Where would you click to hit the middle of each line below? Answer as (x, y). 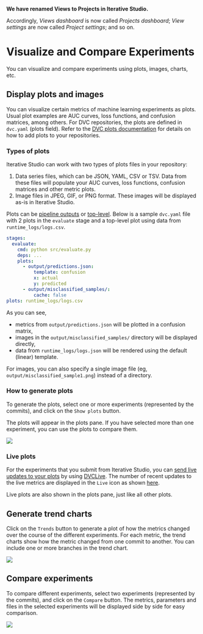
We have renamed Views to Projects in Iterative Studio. (77, 9)
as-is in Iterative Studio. (45, 202)
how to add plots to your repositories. (53, 135)
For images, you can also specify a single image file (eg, (77, 369)
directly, (25, 344)
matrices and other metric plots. (55, 190)
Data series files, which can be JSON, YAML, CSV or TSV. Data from (101, 176)
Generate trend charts (49, 514)
